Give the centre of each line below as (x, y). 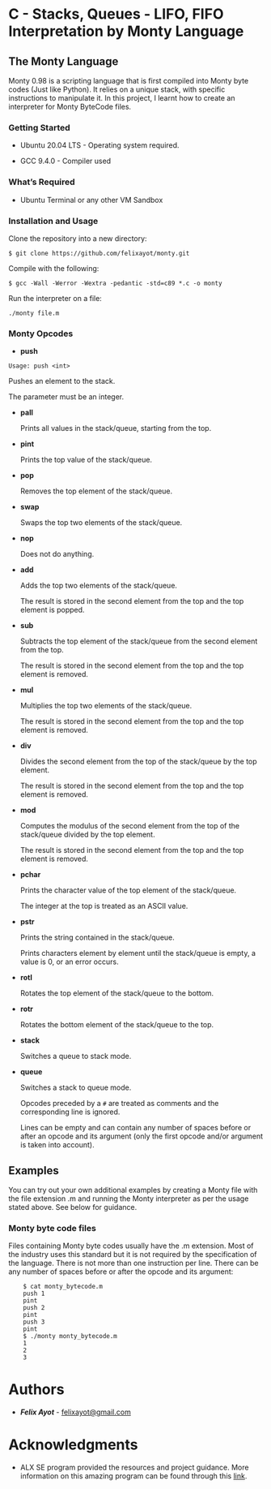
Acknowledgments (74, 1445)
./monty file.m (34, 313)
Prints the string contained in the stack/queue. (97, 937)
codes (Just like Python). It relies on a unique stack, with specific (117, 89)
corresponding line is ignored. (70, 1112)
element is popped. (52, 610)
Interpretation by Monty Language (126, 31)
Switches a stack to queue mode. (76, 1087)
